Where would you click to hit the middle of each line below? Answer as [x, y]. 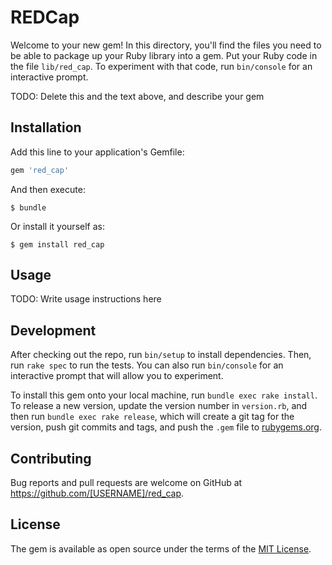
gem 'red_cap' [40, 170]
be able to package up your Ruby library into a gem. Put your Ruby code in [164, 55]
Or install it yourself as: [57, 226]
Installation [46, 127]
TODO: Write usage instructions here [86, 299]
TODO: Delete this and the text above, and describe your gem [137, 96]
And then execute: [48, 189]
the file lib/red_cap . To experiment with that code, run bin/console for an [161, 66]
